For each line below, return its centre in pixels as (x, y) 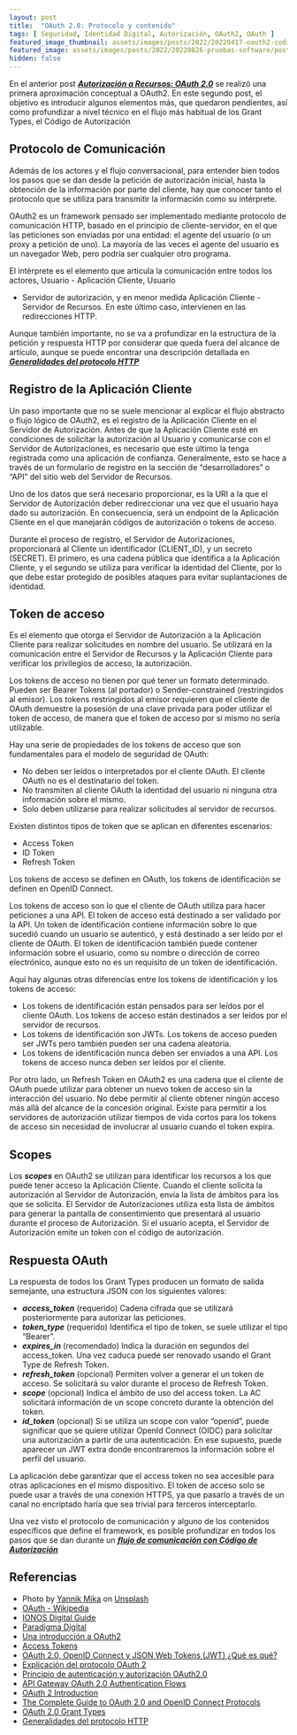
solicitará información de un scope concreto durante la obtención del (148, 1402)
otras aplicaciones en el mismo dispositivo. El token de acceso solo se (137, 1485)
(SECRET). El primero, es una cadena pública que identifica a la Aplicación (145, 558)
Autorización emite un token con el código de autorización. (117, 1233)
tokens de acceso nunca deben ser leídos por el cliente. (124, 1063)
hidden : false (35, 58)
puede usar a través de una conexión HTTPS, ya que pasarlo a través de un (147, 1495)
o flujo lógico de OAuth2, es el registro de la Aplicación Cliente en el (133, 420)
